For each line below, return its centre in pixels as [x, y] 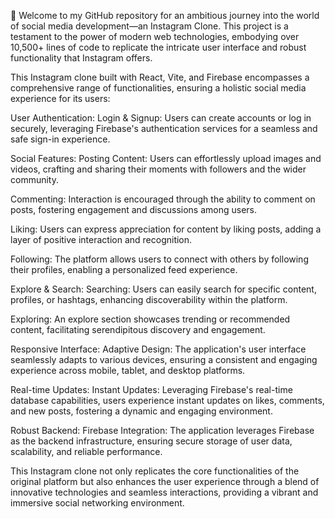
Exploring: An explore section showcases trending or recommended [150, 319]
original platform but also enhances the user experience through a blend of [165, 481]
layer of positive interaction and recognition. [101, 239]
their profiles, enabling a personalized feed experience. [124, 269]
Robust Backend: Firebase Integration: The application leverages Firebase [162, 430]
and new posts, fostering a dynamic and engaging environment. [141, 411]
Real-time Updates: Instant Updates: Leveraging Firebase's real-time [151, 389]
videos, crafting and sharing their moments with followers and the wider [158, 169]
